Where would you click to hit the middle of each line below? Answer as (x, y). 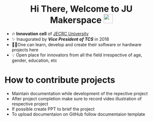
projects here (25, 50)
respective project (30, 104)
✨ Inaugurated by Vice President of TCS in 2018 (60, 39)
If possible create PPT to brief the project (53, 109)
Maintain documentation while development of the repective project (80, 93)
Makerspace (76, 20)
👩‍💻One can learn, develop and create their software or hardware (76, 44)
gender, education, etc (34, 60)
